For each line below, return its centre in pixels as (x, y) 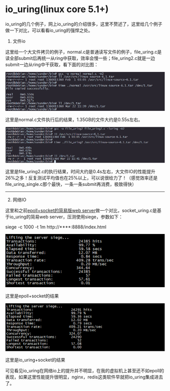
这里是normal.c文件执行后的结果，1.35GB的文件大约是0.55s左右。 (74, 120)
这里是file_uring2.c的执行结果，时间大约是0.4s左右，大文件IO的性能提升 (80, 171)
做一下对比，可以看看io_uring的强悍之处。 (49, 30)
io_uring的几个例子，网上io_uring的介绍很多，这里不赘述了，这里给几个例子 (84, 24)
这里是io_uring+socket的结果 (35, 360)
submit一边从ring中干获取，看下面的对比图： (52, 64)
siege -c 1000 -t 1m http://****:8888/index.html (56, 227)
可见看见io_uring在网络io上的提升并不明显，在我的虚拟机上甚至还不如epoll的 (85, 370)
